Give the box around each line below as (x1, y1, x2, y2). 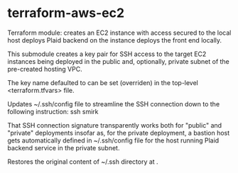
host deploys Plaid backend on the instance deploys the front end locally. (7, 35, 222, 44)
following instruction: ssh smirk (7, 107, 99, 116)
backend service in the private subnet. (7, 143, 120, 152)
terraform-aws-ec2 (7, 5, 125, 21)
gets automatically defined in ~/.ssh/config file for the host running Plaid (7, 136, 220, 145)
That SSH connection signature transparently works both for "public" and (7, 121, 222, 129)
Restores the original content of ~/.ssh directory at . (7, 157, 158, 166)
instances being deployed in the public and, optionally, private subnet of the (7, 57, 229, 65)
